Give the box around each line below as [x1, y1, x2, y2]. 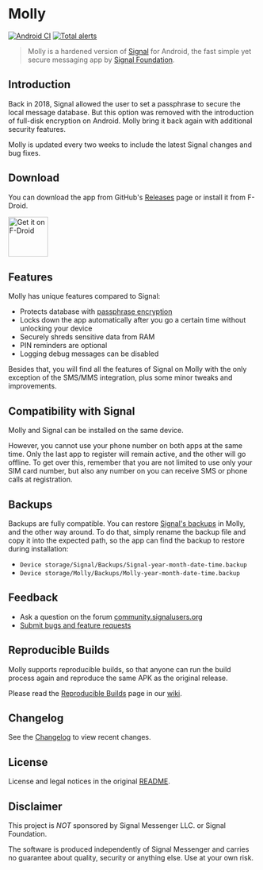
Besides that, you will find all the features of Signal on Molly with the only [8, 365, 247, 374]
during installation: [8, 544, 69, 553]
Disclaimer [8, 799, 63, 813]
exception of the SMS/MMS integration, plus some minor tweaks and [8, 373, 233, 382]
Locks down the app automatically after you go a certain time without [19, 315, 246, 325]
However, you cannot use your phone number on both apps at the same [8, 441, 243, 450]
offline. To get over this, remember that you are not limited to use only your [8, 458, 253, 467]
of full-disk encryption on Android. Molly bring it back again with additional [8, 116, 253, 126]
